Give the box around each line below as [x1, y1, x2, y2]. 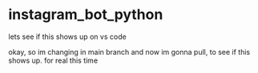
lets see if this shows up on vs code [8, 32, 127, 41]
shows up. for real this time [8, 56, 99, 65]
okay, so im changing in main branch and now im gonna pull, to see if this [8, 47, 251, 56]
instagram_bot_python [8, 6, 163, 24]
